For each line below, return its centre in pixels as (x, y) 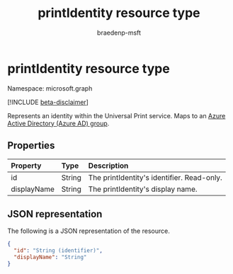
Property (26, 166)
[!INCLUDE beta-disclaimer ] (48, 102)
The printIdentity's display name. (143, 189)
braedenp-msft (119, 33)
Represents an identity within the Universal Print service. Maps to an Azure (116, 115)
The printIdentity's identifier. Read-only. (155, 177)
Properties (31, 145)
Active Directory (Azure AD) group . (58, 123)
